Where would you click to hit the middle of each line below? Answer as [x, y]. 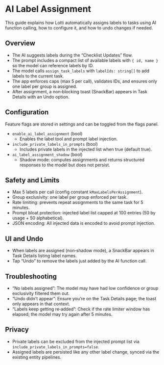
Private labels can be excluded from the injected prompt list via [76, 341]
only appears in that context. [41, 304]
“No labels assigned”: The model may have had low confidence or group [85, 288]
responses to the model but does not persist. [65, 165]
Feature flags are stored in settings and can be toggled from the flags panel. [82, 124]
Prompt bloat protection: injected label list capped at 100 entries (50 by [84, 213]
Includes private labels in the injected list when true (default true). [86, 149]
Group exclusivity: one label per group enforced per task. [70, 197]
